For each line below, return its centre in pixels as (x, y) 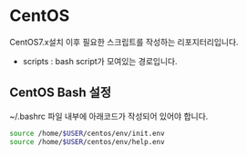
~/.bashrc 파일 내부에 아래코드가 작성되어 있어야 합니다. (109, 116)
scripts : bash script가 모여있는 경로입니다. (100, 61)
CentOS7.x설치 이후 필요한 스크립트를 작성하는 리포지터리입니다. (124, 42)
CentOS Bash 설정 (61, 93)
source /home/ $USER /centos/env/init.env (87, 133)
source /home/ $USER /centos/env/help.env (87, 141)
